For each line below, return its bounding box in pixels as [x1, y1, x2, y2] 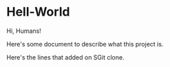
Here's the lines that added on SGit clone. [6, 53, 125, 62]
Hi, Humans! [6, 27, 42, 35]
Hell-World [6, 4, 70, 20]
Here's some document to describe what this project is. [6, 40, 164, 48]
